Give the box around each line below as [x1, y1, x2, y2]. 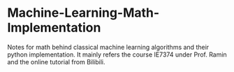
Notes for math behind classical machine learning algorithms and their [7, 43, 210, 51]
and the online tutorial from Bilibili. [7, 57, 106, 66]
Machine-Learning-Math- [7, 5, 160, 21]
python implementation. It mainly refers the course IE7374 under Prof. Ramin [7, 50, 227, 59]
